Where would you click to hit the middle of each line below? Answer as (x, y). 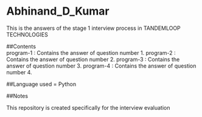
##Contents (21, 46)
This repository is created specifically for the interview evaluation (88, 107)
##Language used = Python (41, 84)
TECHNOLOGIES (27, 34)
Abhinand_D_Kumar (58, 11)
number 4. (19, 72)
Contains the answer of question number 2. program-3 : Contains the (93, 59)
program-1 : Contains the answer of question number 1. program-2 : (91, 52)
